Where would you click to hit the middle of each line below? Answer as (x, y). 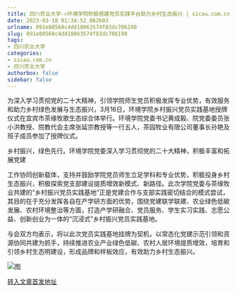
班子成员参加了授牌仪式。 (44, 136)
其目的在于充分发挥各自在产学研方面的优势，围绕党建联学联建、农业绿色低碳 (119, 202)
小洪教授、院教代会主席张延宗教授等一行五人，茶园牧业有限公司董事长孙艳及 (119, 127)
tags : (15, 40)
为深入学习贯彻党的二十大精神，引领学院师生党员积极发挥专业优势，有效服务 (119, 100)
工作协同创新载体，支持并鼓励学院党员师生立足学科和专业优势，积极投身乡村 (119, 175)
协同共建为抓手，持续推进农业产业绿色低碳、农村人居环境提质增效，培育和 (121, 243)
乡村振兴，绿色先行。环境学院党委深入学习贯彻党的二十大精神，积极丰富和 (115, 151)
